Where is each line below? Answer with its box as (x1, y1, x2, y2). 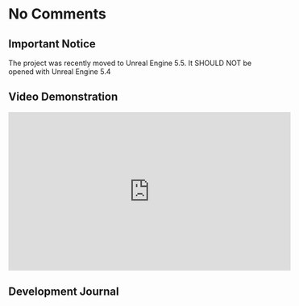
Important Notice (8, 37, 96, 51)
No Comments (8, 5, 106, 23)
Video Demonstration (8, 90, 118, 104)
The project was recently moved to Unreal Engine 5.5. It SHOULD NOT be (8, 58, 252, 68)
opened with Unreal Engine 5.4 (8, 67, 111, 76)
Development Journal (8, 285, 119, 299)
